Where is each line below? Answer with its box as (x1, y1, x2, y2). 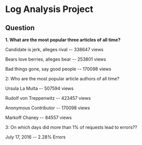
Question (5, 24, 35, 32)
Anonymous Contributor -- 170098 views (5, 105, 90, 111)
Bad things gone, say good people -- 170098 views (5, 66, 112, 72)
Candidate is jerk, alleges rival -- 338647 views (5, 47, 104, 52)
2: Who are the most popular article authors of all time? (5, 76, 120, 81)
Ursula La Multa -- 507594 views (5, 85, 74, 91)
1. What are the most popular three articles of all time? (5, 37, 121, 43)
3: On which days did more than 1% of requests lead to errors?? (5, 124, 137, 130)
